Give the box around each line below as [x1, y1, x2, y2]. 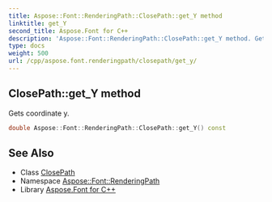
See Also [8, 146, 54, 160]
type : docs [8, 42, 45, 50]
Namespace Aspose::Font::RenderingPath [19, 176, 160, 186]
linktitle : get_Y [8, 19, 67, 27]
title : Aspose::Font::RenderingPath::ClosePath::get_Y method [8, 11, 223, 20]
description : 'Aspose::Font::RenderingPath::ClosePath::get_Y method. [8, 34, 252, 43]
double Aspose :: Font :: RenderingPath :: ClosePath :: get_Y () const [8, 124, 227, 132]
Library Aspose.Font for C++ [19, 185, 116, 195]
